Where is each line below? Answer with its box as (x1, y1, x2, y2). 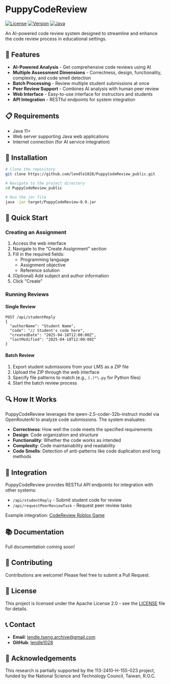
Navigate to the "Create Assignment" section (12, 246, 107, 252)
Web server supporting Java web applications (12, 133, 109, 139)
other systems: (5, 487, 37, 493)
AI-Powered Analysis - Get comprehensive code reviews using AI (12, 64, 151, 70)
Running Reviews (5, 291, 49, 298)
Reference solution (20, 267, 60, 273)
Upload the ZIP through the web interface (12, 369, 100, 375)
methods (12, 453, 31, 460)
